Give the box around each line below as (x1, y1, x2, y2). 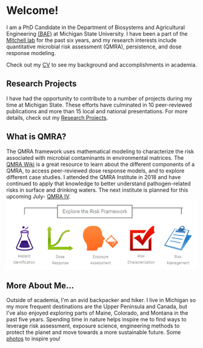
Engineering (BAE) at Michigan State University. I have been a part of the (6, 30, 188, 37)
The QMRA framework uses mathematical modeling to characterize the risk (6, 148, 195, 155)
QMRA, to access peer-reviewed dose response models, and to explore (6, 167, 185, 174)
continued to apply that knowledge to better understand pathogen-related (6, 180, 191, 187)
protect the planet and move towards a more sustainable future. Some (6, 329, 181, 336)
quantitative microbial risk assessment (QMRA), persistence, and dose (6, 43, 182, 50)
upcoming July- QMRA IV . (6, 192, 71, 200)
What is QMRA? (6, 131, 67, 142)
